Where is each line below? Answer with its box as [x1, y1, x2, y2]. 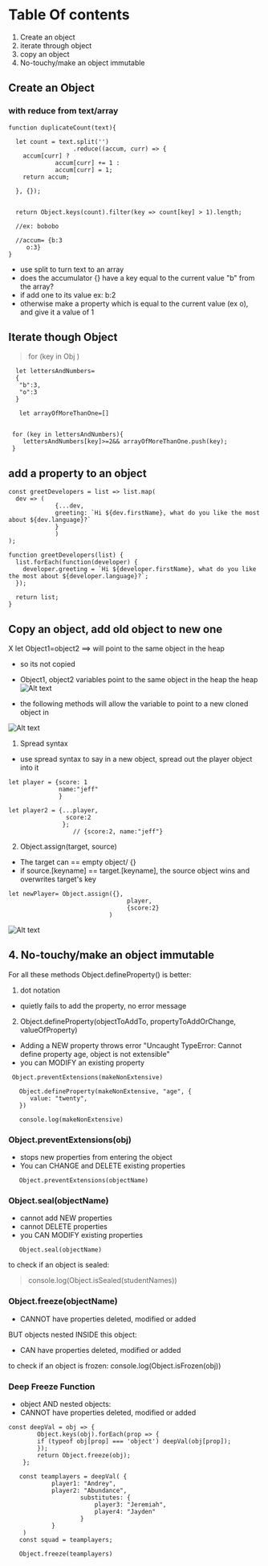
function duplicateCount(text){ [8, 123, 116, 132]
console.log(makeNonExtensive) [18, 1116, 124, 1124]
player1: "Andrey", [51, 1480, 116, 1488]
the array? [19, 282, 55, 291]
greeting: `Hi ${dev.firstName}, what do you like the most [55, 509, 261, 517]
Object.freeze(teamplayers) [18, 1550, 113, 1558]
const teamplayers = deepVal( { [18, 1473, 128, 1481]
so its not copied [19, 660, 75, 669]
